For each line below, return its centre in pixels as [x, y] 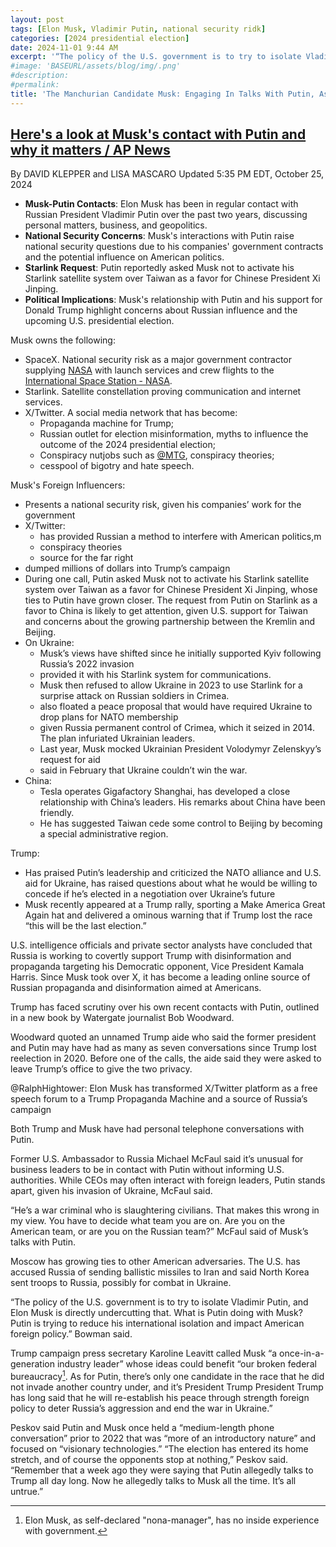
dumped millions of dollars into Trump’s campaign [127, 568]
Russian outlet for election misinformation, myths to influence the [174, 434]
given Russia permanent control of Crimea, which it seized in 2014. [177, 728]
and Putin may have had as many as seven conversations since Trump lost [163, 1048]
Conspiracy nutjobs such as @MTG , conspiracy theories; [157, 455]
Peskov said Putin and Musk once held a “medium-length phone [142, 1428]
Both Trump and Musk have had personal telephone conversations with [157, 1129]
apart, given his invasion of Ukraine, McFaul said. [111, 1191]
